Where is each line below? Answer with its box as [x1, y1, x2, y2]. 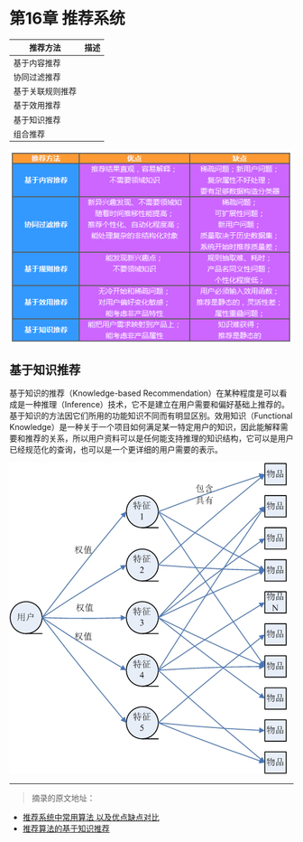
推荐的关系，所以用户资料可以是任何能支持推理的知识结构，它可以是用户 [24, 433, 294, 444]
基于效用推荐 [13, 100, 61, 111]
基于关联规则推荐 [13, 86, 77, 97]
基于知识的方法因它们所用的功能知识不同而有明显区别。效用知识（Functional [9, 410, 293, 421]
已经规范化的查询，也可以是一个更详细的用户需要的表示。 [9, 444, 223, 455]
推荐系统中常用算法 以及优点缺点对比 [22, 812, 160, 823]
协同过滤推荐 [13, 71, 61, 82]
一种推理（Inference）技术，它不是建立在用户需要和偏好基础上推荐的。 [24, 399, 290, 410]
